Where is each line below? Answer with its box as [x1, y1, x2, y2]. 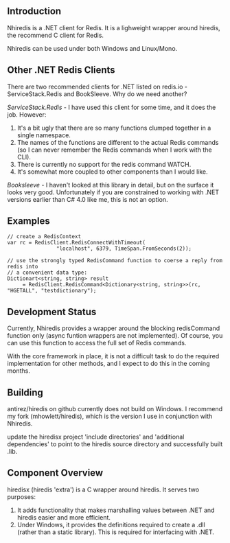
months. [7, 367, 31, 375]
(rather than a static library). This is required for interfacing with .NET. [16, 528, 214, 536]
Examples [7, 216, 50, 227]
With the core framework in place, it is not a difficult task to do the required [7, 352, 220, 360]
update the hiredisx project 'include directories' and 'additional [7, 432, 185, 441]
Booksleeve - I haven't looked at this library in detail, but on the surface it [7, 181, 214, 189]
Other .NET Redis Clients [7, 65, 115, 76]
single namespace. [16, 130, 71, 139]
